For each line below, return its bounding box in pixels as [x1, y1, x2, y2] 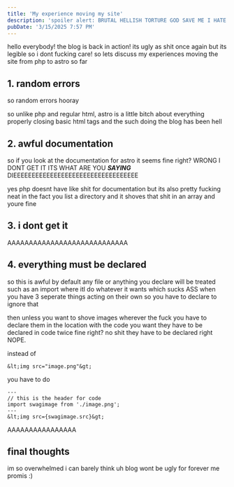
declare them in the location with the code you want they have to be [7, 320, 203, 329]
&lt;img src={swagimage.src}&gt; [7, 413, 105, 420]
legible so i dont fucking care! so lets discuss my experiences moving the [7, 50, 219, 58]
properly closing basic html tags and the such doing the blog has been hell [7, 117, 222, 126]
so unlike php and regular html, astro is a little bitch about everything [7, 110, 205, 118]
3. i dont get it [7, 220, 68, 232]
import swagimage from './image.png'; [7, 401, 120, 408]
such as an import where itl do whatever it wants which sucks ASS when [7, 284, 216, 293]
